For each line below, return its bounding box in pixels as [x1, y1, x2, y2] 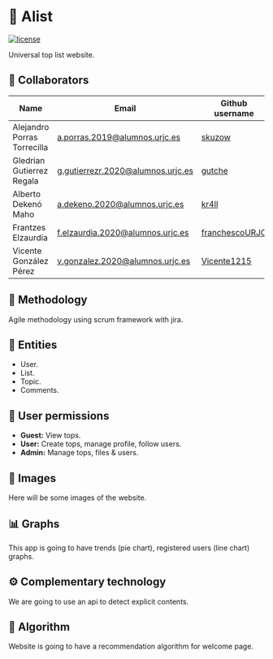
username [214, 107, 254, 118]
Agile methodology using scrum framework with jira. [8, 314, 184, 324]
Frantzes [12, 222, 46, 233]
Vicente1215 [201, 255, 252, 266]
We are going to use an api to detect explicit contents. [8, 597, 189, 606]
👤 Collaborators [8, 73, 89, 88]
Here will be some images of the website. [8, 493, 147, 502]
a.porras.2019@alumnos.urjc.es [56, 131, 181, 143]
